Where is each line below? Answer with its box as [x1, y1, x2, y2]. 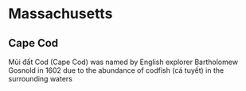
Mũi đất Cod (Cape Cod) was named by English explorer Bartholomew [8, 57, 239, 66]
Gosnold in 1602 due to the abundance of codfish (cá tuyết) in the [8, 66, 225, 75]
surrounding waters [8, 74, 73, 83]
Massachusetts [8, 5, 113, 23]
